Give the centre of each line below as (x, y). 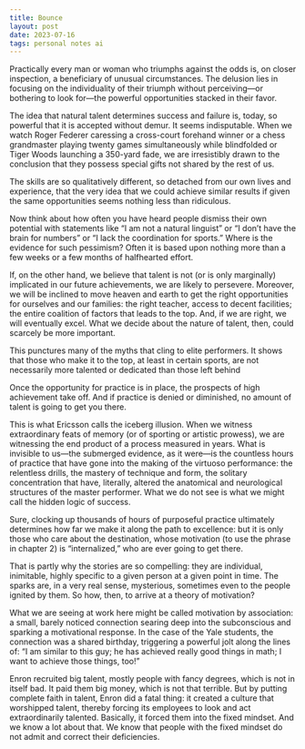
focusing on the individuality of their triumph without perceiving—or (137, 88)
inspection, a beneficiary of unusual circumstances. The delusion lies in (144, 79)
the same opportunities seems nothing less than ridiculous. (120, 201)
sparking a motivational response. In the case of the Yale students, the (142, 633)
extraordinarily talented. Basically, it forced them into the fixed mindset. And (152, 718)
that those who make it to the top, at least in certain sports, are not (134, 360)
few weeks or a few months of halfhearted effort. (102, 258)
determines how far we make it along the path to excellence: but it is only (147, 530)
